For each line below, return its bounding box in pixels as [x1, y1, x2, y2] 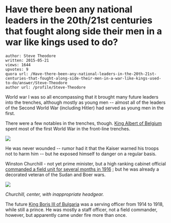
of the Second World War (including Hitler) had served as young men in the [5, 104, 164, 111]
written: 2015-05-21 [5, 58, 50, 63]
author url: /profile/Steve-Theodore [5, 85, 86, 90]
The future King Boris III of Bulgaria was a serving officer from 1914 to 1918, [5, 201, 164, 207]
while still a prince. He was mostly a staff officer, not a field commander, [5, 207, 158, 213]
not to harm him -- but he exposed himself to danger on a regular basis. [5, 151, 157, 157]
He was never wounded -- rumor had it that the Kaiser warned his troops [5, 145, 159, 151]
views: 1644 [5, 62, 31, 67]
